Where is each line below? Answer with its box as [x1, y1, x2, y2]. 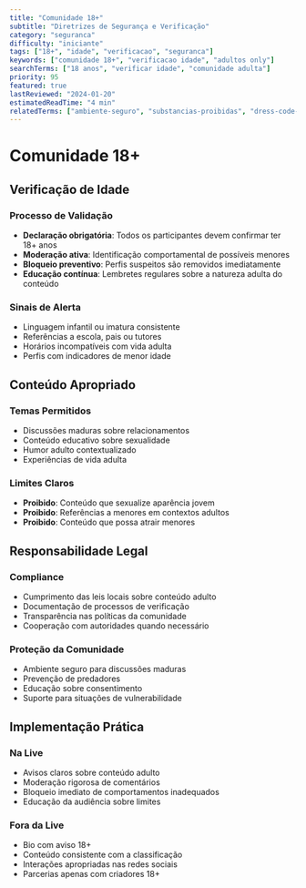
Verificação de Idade [9, 181, 130, 197]
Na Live [9, 746, 44, 759]
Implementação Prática [9, 719, 145, 734]
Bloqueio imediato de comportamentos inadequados [22, 787, 220, 798]
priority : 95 [9, 73, 59, 82]
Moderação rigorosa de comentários [22, 777, 161, 788]
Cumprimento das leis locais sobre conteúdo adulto [22, 591, 217, 602]
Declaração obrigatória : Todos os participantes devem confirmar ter [22, 230, 281, 241]
